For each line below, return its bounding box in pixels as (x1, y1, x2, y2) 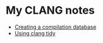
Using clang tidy (14, 29, 56, 36)
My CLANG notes (5, 4, 95, 17)
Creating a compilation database (14, 23, 97, 30)
